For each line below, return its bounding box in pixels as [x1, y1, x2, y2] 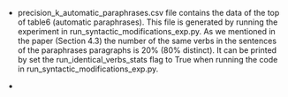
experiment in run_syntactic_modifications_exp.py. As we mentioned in [17, 26, 276, 36]
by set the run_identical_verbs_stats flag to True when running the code [17, 55, 278, 64]
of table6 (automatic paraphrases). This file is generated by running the [17, 17, 278, 27]
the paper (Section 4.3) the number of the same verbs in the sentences [17, 35, 277, 46]
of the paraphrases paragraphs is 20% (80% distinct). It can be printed [17, 45, 277, 56]
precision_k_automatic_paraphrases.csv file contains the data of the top [17, 8, 280, 18]
